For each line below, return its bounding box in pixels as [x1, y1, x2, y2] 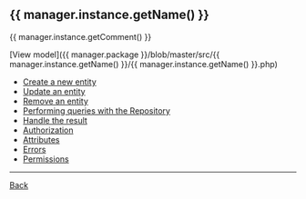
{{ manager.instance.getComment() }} [9, 31, 152, 42]
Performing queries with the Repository [22, 104, 171, 116]
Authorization [22, 124, 75, 135]
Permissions [22, 154, 70, 164]
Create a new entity [22, 76, 97, 87]
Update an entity [22, 85, 86, 96]
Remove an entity [22, 95, 89, 106]
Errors [22, 144, 46, 154]
